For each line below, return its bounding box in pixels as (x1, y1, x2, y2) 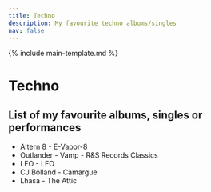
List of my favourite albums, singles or (8, 108, 203, 122)
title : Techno (8, 11, 56, 20)
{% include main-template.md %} (8, 49, 118, 58)
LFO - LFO (19, 159, 54, 169)
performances (8, 121, 82, 134)
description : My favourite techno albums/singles (8, 19, 177, 27)
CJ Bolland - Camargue (19, 167, 98, 177)
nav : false (8, 26, 45, 34)
